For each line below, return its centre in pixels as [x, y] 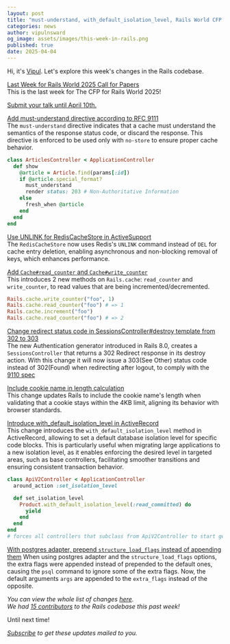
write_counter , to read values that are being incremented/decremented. [108, 286]
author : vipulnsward [37, 33]
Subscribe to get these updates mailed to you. [73, 633]
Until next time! [28, 619]
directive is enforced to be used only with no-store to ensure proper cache [112, 140]
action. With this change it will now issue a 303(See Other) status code [107, 360]
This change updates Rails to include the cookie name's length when [104, 395]
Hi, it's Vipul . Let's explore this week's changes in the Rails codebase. [105, 71]
